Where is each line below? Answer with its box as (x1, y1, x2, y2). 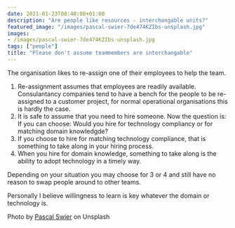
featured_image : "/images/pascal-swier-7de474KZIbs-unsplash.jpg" (7, 23, 206, 30)
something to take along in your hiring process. (17, 142, 154, 150)
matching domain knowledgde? (17, 127, 109, 135)
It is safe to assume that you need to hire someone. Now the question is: (17, 112, 227, 120)
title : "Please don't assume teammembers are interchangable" (7, 50, 193, 57)
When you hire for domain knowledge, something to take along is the (17, 149, 217, 158)
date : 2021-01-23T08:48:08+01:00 (7, 10, 105, 18)
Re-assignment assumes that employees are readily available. (17, 82, 196, 90)
